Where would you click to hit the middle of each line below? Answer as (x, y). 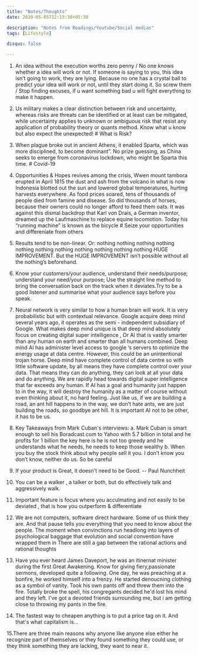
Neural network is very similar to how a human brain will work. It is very (102, 310)
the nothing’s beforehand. (46, 262)
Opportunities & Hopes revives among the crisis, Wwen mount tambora (101, 175)
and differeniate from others (49, 232)
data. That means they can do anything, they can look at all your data (99, 373)
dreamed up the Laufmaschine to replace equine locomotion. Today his (101, 220)
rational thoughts (36, 549)
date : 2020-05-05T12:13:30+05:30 (48, 17)
